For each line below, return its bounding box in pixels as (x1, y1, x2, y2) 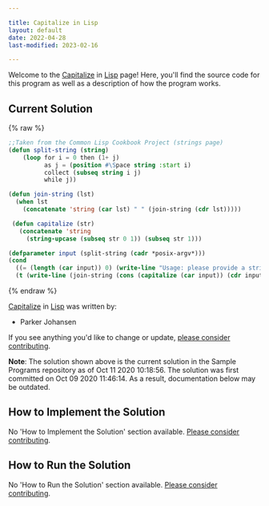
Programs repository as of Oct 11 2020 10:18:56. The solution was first (8, 366, 239, 375)
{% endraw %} (8, 286, 58, 296)
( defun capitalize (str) (11, 220, 94, 228)
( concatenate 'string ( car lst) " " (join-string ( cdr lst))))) (22, 205, 242, 213)
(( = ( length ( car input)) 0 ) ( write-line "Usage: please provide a (15, 264, 246, 273)
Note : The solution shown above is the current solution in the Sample (8, 357, 236, 366)
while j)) (43, 176, 78, 184)
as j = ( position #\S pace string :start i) (43, 161, 192, 169)
